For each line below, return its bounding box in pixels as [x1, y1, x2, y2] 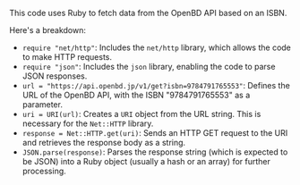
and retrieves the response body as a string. [21, 138, 186, 147]
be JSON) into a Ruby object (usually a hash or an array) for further [21, 156, 270, 166]
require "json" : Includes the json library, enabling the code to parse [21, 62, 276, 71]
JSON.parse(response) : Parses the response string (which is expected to [21, 147, 288, 157]
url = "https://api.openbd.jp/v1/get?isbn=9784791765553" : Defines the [21, 80, 291, 90]
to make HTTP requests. [21, 52, 112, 62]
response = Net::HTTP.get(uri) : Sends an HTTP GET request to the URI [21, 128, 288, 138]
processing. [21, 165, 67, 176]
